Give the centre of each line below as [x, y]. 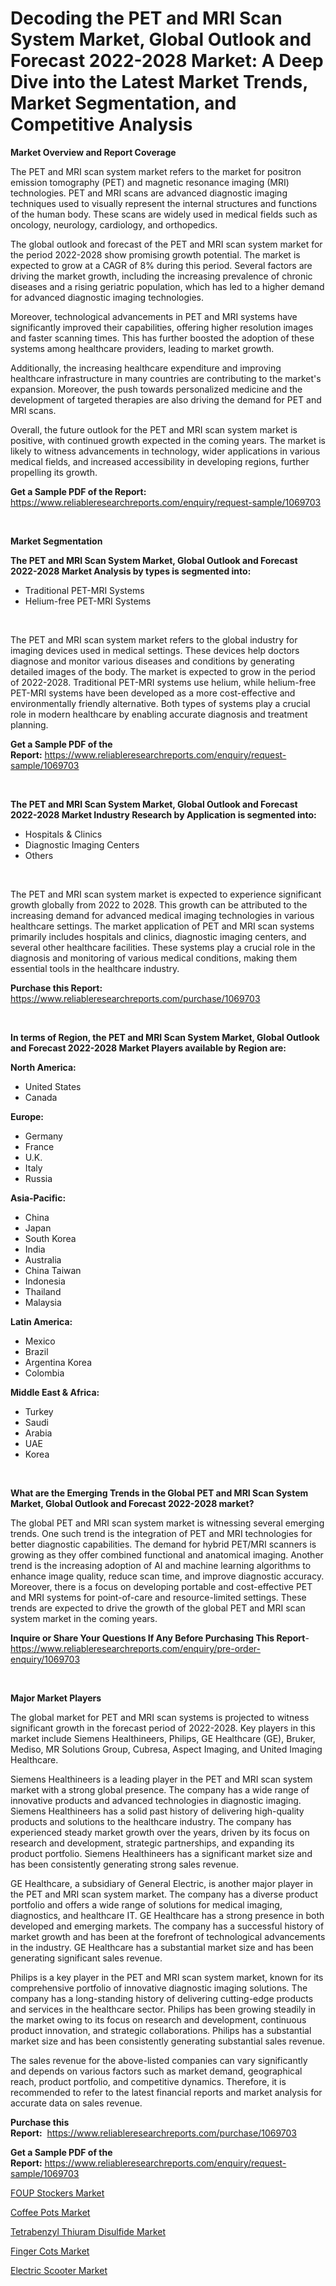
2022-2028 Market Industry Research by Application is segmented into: [163, 814]
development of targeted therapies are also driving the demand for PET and [166, 399]
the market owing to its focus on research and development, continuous [158, 2019]
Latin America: [41, 1321]
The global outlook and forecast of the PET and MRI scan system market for [166, 244]
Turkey [39, 1411]
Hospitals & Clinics [63, 834]
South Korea [50, 1238]
